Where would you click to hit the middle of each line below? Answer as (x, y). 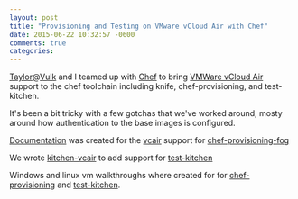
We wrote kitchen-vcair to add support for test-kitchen (111, 158)
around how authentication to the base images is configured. (123, 123)
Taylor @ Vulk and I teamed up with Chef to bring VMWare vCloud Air (136, 77)
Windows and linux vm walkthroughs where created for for (118, 176)
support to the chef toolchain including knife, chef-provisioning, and (136, 86)
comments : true (38, 43)
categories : (32, 51)
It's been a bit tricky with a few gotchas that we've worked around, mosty (146, 113)
